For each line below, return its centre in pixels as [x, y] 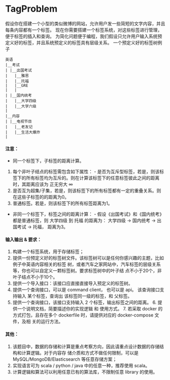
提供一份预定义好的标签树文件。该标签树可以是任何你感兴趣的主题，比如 [88, 258]
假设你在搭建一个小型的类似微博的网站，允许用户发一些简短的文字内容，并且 [85, 23]
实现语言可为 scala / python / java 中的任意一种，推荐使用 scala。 [81, 365]
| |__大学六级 [21, 106]
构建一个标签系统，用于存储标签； [48, 251]
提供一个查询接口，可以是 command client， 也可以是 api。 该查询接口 [86, 290]
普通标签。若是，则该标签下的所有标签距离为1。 [62, 203]
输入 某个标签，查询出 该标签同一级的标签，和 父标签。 [75, 296]
